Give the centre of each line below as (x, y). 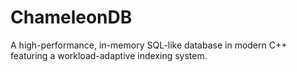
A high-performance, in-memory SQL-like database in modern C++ (149, 45)
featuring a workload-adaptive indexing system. (109, 55)
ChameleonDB (71, 17)
